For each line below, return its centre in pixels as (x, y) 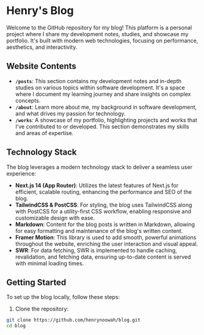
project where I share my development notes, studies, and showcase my (97, 34)
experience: (21, 173)
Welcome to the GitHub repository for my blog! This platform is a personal (99, 28)
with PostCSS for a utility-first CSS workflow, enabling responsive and (103, 211)
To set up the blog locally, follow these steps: (63, 297)
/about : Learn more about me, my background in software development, (106, 107)
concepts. (28, 100)
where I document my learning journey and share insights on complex (103, 94)
